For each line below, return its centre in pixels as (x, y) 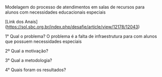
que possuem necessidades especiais (43, 41)
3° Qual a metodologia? (29, 60)
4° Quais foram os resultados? (36, 70)
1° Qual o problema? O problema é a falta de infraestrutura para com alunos (81, 36)
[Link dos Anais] (21, 22)
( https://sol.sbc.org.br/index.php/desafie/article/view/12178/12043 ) (72, 27)
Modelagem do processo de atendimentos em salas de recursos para (75, 7)
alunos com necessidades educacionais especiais (55, 12)
